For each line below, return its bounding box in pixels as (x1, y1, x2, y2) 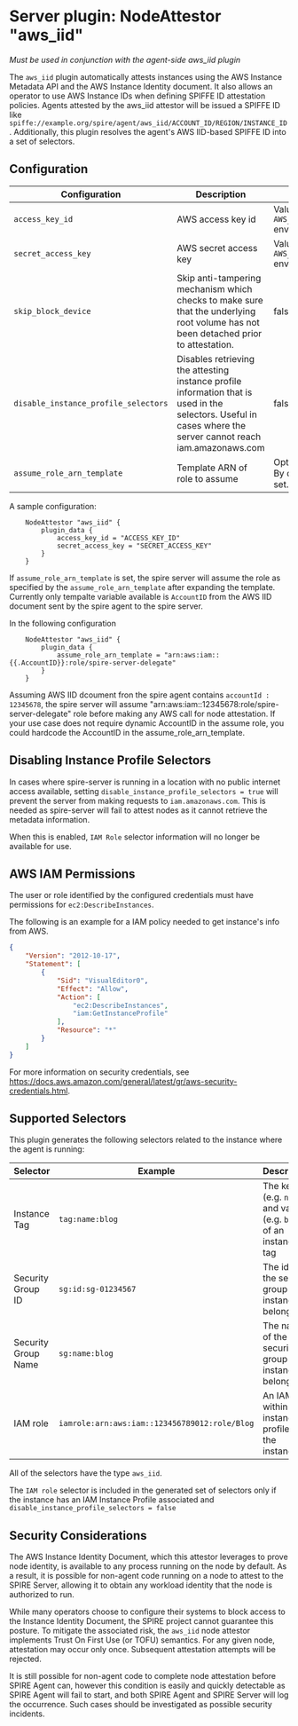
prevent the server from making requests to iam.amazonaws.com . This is (9, 795, 266, 806)
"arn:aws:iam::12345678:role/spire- (149, 698, 279, 709)
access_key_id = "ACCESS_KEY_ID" (56, 533, 180, 542)
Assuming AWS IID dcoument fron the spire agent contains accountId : (9, 690, 271, 700)
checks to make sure (176, 294, 263, 306)
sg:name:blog (59, 1349, 114, 1359)
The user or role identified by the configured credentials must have (9, 890, 255, 901)
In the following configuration (9, 618, 117, 628)
